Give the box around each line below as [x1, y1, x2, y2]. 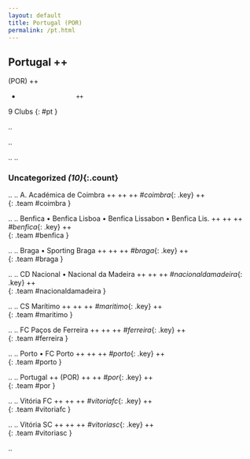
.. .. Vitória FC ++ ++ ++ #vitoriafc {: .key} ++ [8, 396, 153, 406]
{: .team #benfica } [8, 230, 69, 241]
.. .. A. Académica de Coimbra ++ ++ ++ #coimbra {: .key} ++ [8, 190, 206, 200]
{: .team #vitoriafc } [8, 405, 72, 414]
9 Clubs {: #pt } [8, 107, 58, 117]
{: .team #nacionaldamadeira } [8, 286, 106, 296]
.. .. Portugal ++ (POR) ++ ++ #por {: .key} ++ [8, 372, 153, 382]
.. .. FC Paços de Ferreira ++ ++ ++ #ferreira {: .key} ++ [8, 325, 186, 335]
